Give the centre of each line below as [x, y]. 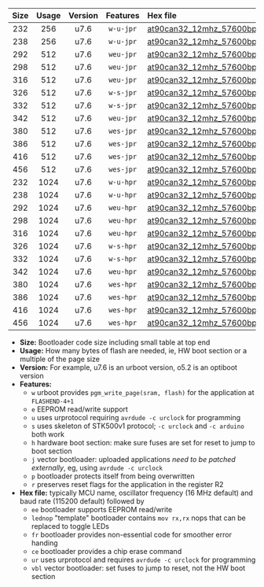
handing [44, 543]
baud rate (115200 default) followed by [82, 501]
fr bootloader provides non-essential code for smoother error [131, 535]
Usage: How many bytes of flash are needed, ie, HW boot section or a [133, 351]
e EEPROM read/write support [79, 409]
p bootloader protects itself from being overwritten [113, 476]
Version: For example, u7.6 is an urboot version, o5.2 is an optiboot [128, 367]
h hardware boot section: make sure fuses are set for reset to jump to [143, 443]
